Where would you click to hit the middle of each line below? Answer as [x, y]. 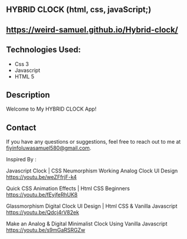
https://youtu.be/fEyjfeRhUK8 [42, 195]
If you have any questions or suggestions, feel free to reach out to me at [93, 142]
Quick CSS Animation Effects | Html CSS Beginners [68, 188]
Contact [21, 127]
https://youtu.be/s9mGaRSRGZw [46, 230]
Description [28, 94]
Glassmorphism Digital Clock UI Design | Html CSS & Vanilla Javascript [92, 206]
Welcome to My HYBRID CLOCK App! [51, 109]
